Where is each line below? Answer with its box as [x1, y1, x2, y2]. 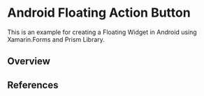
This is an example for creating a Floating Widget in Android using [7, 28, 197, 36]
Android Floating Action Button [7, 5, 191, 21]
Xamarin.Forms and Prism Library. [7, 35, 105, 43]
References [7, 79, 59, 91]
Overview [7, 56, 51, 67]
